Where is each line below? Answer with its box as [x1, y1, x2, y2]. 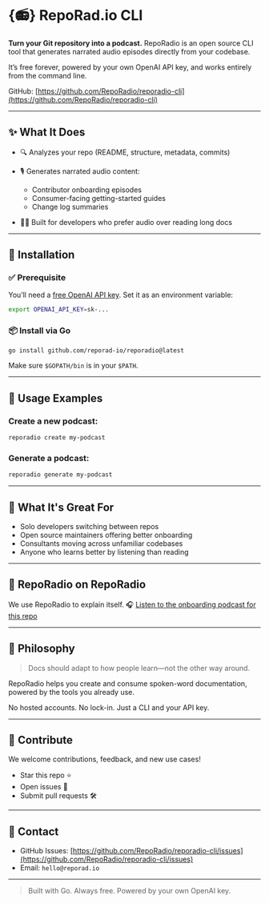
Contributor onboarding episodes [31, 185, 143, 195]
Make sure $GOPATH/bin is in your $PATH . [8, 361, 139, 371]
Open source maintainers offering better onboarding [19, 530, 193, 540]
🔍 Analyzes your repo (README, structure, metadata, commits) [19, 147, 231, 157]
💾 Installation [8, 248, 75, 262]
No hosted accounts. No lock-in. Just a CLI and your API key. [8, 702, 210, 712]
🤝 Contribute [8, 733, 74, 747]
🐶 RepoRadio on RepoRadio [8, 578, 147, 592]
